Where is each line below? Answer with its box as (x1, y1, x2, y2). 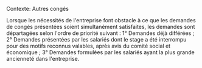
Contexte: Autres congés (6, 5, 69, 12)
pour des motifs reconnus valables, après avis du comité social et (6, 42, 171, 49)
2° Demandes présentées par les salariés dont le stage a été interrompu (6, 36, 187, 43)
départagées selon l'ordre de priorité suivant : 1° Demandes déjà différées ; (6, 29, 195, 37)
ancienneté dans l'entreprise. (6, 55, 80, 62)
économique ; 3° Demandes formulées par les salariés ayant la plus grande (6, 49, 195, 56)
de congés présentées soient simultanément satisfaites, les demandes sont (6, 23, 195, 30)
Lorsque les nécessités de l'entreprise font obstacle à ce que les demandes (6, 17, 196, 23)
